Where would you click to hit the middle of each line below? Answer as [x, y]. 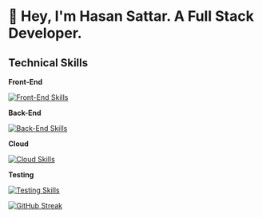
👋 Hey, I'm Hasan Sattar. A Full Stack [131, 16]
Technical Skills [48, 63]
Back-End [25, 113]
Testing [21, 174]
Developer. [45, 33]
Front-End [26, 82]
